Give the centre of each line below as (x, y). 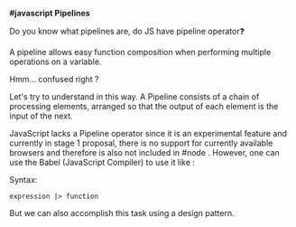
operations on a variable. (55, 61)
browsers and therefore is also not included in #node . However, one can (144, 152)
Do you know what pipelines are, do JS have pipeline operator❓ (127, 31)
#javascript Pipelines (50, 13)
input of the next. (42, 116)
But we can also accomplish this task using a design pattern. (122, 213)
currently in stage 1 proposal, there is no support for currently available (141, 143)
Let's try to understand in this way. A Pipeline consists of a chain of (134, 97)
